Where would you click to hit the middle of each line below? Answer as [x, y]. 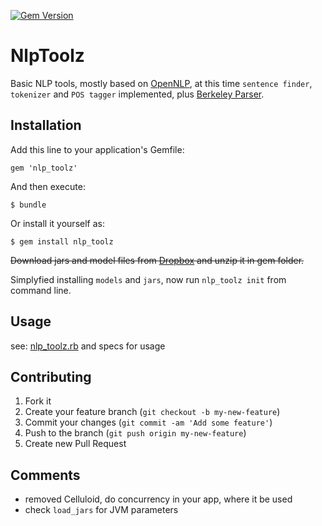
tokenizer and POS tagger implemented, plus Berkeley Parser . [137, 94]
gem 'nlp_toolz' [44, 168]
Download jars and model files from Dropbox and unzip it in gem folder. [157, 260]
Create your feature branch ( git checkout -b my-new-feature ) [152, 412]
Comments [45, 475]
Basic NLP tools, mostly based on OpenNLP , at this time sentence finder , [161, 83]
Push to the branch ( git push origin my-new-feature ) [135, 433]
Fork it [38, 401]
